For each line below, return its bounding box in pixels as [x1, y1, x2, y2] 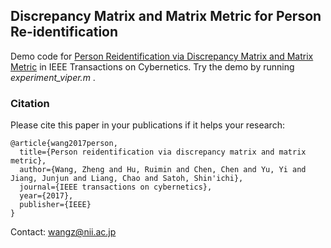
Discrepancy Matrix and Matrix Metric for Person [10, 8, 322, 25]
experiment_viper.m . [10, 71, 96, 83]
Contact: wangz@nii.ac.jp [10, 226, 117, 238]
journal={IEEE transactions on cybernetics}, [19, 182, 213, 193]
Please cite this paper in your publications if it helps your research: [10, 119, 285, 131]
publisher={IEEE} [19, 200, 92, 210]
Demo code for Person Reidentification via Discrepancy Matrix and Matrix [10, 50, 314, 62]
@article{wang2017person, [10, 139, 118, 149]
